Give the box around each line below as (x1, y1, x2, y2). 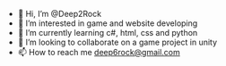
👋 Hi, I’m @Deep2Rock (17, 9, 101, 19)
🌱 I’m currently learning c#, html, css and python (17, 28, 198, 37)
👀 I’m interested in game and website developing (17, 18, 198, 29)
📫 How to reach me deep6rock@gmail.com (17, 47, 181, 57)
